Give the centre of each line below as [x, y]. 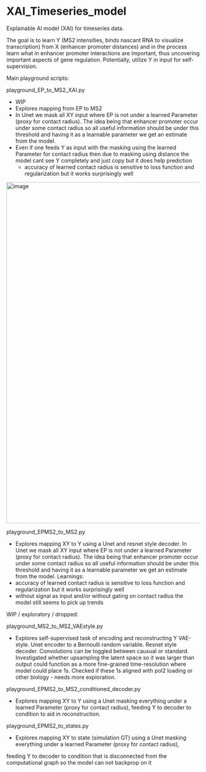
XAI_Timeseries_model [67, 11]
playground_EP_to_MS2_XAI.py [46, 90]
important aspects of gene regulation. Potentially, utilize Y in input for [93, 59]
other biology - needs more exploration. [66, 677]
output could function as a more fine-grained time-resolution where [101, 664]
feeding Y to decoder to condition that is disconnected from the [87, 756]
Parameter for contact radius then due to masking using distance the [102, 154]
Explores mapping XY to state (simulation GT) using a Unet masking [101, 738]
